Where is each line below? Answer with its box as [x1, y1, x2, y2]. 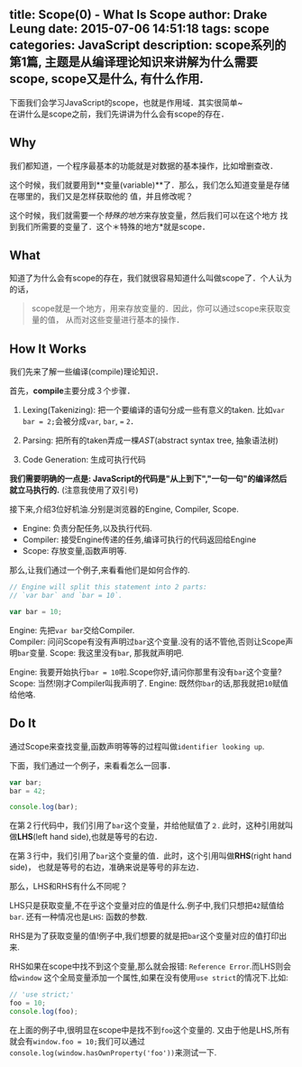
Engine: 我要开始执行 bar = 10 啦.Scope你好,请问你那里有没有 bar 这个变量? [9, 667, 282, 677]
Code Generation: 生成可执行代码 [22, 455, 146, 465]
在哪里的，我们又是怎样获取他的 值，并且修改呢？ [9, 190, 194, 201]
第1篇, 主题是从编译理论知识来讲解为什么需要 [9, 54, 259, 70]
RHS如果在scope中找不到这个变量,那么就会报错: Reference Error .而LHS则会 [9, 961, 291, 972]
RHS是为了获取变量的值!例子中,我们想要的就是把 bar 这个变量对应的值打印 [9, 931, 279, 942]
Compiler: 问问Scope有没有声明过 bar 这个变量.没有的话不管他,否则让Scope [9, 636, 286, 647]
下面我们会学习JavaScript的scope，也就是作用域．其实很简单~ [9, 97, 243, 107]
